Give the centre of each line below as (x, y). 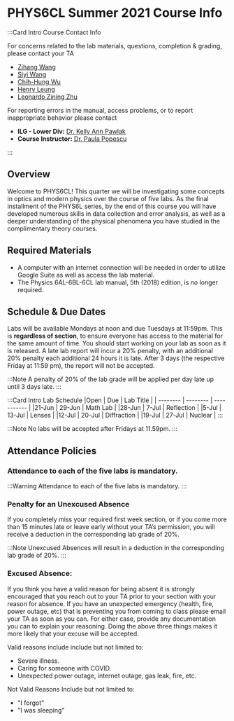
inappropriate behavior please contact (62, 118)
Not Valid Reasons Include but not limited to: (71, 689)
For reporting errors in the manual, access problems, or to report (100, 110)
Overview (29, 174)
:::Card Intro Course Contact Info (54, 32)
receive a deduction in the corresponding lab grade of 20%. (94, 535)
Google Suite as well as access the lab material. (86, 275)
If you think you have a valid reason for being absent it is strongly (101, 589)
